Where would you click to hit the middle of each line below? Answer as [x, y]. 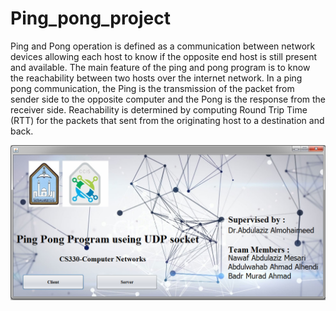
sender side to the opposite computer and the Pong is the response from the [168, 99]
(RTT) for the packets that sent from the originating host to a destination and [167, 120]
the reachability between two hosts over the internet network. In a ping [156, 78]
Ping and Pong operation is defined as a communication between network [163, 46]
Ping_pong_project [90, 18]
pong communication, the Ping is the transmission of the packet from [152, 88]
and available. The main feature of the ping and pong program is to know [160, 67]
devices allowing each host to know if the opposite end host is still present [164, 56]
